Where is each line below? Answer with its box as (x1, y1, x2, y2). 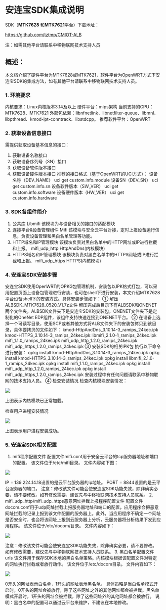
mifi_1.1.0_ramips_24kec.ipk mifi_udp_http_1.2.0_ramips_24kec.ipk (5, 337, 138, 343)
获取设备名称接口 (12, 152, 47, 158)
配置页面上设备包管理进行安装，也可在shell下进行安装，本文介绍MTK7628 (9, 289, 161, 295)
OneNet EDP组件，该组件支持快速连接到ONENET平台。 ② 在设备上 (18, 314, 157, 320)
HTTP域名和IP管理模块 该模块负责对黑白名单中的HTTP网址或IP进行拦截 (12, 239, 157, 245)
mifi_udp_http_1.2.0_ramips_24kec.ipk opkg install (5, 366, 106, 372)
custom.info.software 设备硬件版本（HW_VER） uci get (12, 189, 124, 195)
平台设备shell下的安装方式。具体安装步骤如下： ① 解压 (5, 295, 119, 302)
